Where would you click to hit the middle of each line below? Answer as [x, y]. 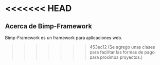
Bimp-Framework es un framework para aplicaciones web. [64, 38]
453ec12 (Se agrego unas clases [123, 47]
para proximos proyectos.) [116, 57]
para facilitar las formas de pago [122, 52]
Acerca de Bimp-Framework [49, 26]
